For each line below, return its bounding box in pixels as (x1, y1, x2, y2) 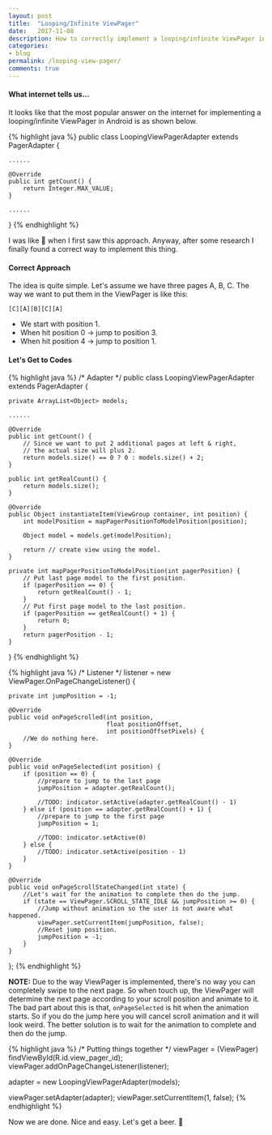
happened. (8, 912, 42, 920)
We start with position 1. (19, 319, 100, 329)
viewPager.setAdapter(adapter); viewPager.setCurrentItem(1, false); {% (8, 1093, 247, 1103)
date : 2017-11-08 (8, 27, 74, 35)
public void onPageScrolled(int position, (8, 713, 154, 721)
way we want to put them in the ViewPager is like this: (8, 289, 189, 300)
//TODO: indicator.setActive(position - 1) (37, 848, 186, 857)
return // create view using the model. (23, 546, 161, 555)
